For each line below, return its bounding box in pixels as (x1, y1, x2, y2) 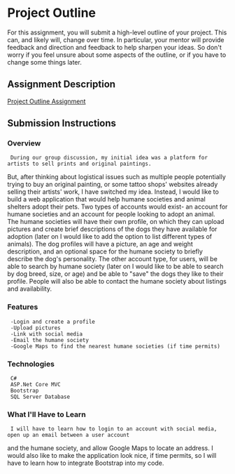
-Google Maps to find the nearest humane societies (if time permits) (10, 343, 220, 350)
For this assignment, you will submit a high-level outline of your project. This (7, 28, 227, 37)
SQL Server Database (10, 393, 71, 401)
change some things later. (7, 58, 82, 66)
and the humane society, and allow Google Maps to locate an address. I (7, 444, 213, 452)
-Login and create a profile (10, 318, 96, 325)
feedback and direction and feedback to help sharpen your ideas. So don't (7, 43, 222, 51)
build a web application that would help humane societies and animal (7, 195, 206, 204)
